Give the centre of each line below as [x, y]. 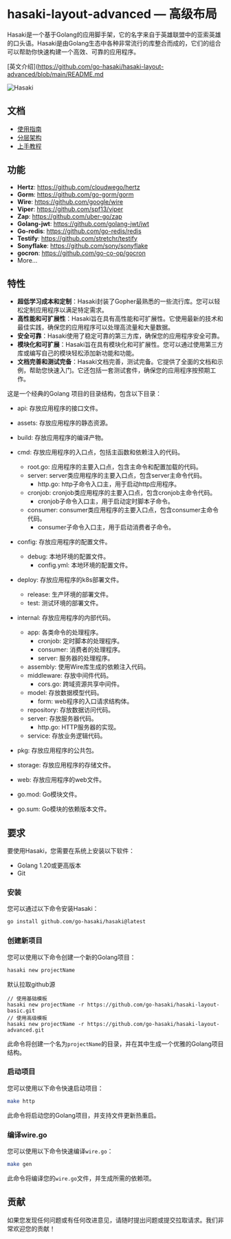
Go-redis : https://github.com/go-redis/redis [79, 231]
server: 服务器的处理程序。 [76, 658]
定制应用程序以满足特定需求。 [65, 310]
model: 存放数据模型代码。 [65, 693]
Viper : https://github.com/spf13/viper [70, 209]
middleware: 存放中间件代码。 [70, 676]
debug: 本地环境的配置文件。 [68, 556]
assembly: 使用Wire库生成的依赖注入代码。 [88, 667]
